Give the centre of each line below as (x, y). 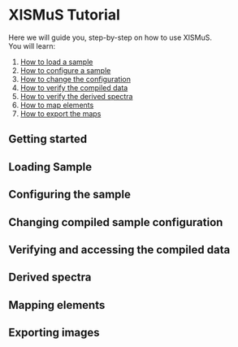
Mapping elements (57, 305)
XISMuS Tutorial (64, 15)
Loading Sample (50, 167)
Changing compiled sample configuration (116, 222)
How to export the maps (61, 113)
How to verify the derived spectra (76, 96)
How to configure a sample (65, 70)
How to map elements (57, 105)
